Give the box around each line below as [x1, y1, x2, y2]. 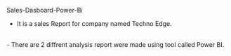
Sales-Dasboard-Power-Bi [6, 6, 83, 14]
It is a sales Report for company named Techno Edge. [16, 20, 173, 27]
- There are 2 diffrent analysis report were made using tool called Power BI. [6, 41, 225, 48]
